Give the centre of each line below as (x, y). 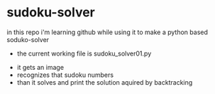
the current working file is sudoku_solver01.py (84, 53)
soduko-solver (28, 39)
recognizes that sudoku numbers (65, 75)
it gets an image (40, 67)
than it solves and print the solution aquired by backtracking (105, 82)
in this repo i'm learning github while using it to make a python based (107, 32)
